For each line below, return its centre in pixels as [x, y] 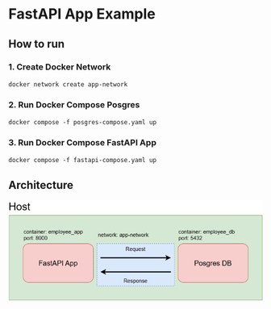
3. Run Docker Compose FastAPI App [83, 143]
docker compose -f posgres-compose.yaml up [83, 123]
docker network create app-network [68, 84]
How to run [37, 44]
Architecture [41, 185]
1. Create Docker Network [60, 67]
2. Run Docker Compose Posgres [74, 104]
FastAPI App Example [82, 14]
